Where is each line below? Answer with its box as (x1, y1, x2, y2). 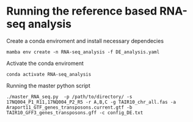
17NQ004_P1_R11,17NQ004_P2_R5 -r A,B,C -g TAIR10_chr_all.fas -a (6, 99, 176, 105)
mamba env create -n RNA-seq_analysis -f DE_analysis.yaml (6, 49, 160, 55)
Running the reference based (6, 4, 158, 18)
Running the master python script (6, 82, 90, 89)
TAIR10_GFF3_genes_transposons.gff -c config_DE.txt (6, 109, 144, 116)
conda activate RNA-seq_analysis (6, 71, 92, 77)
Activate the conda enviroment (6, 59, 84, 67)
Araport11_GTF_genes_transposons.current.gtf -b (6, 104, 133, 110)
